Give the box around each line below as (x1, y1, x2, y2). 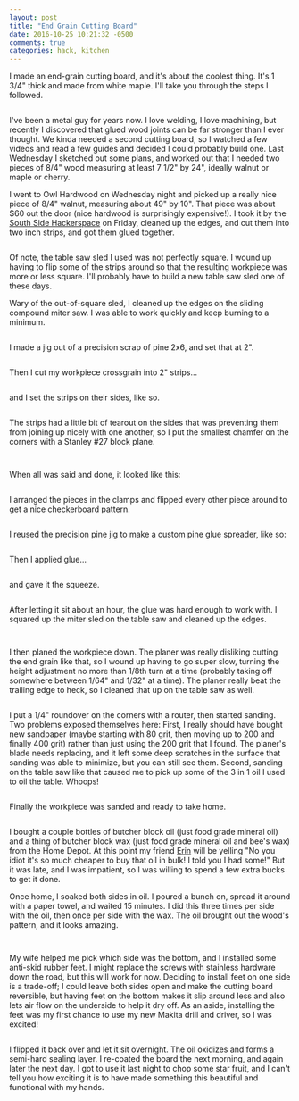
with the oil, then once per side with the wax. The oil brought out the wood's (9, 910, 290, 921)
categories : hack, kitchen (9, 46, 110, 55)
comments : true (9, 38, 66, 47)
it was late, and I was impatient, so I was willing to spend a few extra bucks (9, 864, 286, 875)
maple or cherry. (9, 171, 71, 183)
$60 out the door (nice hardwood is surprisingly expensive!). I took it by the (9, 208, 287, 219)
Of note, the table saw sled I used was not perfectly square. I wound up (9, 252, 272, 263)
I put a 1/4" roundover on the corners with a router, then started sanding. (9, 710, 277, 721)
